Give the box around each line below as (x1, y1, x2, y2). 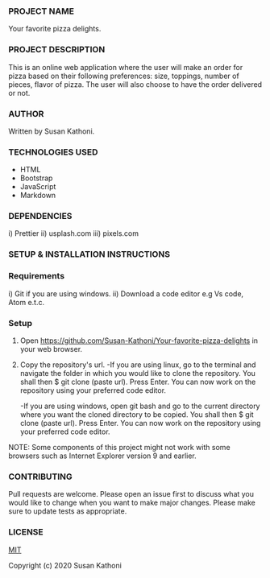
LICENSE (8, 526, 44, 538)
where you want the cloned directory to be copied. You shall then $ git (19, 410, 254, 419)
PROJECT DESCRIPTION (8, 44, 106, 56)
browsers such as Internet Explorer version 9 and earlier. (8, 451, 197, 460)
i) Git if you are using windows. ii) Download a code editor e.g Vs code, (8, 288, 244, 299)
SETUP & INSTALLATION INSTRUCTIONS (8, 249, 171, 260)
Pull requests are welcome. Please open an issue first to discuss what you (8, 489, 255, 499)
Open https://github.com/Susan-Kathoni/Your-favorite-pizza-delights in (19, 336, 259, 345)
